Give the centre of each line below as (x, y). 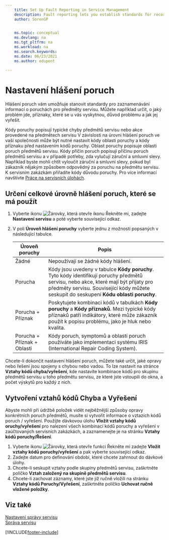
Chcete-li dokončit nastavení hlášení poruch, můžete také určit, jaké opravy (83, 361)
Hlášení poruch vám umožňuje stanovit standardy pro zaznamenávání (77, 104)
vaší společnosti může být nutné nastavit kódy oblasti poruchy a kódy (77, 141)
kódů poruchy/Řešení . (29, 437)
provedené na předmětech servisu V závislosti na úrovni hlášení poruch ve (82, 135)
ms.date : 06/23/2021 (36, 56)
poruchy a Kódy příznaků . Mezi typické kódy (102, 309)
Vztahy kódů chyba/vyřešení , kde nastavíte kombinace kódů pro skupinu (82, 372)
